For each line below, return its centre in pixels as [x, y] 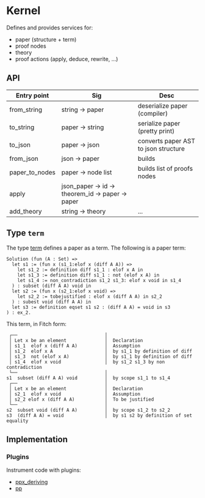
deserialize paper [163, 106]
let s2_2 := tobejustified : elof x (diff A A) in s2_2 [90, 296]
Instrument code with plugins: [44, 470]
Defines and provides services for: [50, 28]
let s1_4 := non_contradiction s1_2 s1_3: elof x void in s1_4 [99, 280]
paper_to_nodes [33, 172]
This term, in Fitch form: [37, 324]
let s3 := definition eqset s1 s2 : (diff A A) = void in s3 [91, 307]
